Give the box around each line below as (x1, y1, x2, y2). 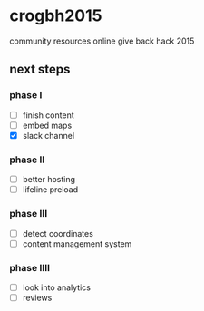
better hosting (22, 174, 75, 185)
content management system (22, 238, 132, 249)
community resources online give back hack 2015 (9, 35, 195, 46)
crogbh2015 (9, 5, 102, 26)
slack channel (22, 130, 75, 141)
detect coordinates (22, 228, 93, 238)
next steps (9, 62, 71, 77)
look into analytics (22, 282, 91, 293)
